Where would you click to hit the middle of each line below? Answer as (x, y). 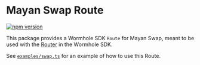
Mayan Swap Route (55, 10)
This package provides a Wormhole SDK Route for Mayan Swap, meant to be (100, 38)
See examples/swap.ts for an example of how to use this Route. (84, 56)
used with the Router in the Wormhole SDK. (59, 44)
